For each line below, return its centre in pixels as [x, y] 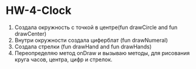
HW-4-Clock [39, 11]
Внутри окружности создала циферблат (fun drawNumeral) [91, 40]
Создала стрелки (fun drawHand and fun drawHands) [83, 47]
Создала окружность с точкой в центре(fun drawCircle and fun [96, 27]
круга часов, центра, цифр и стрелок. [64, 59]
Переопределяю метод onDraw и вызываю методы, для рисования [102, 53]
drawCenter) [30, 33]
